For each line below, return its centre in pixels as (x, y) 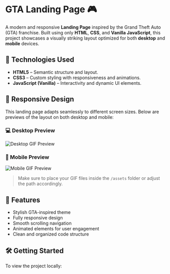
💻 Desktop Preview (30, 131)
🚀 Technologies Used (40, 60)
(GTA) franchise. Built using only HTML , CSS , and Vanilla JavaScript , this (83, 32)
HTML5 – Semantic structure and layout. (55, 72)
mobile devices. (22, 43)
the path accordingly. (40, 184)
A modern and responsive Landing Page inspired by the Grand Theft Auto (83, 27)
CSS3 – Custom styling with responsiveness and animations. (77, 78)
